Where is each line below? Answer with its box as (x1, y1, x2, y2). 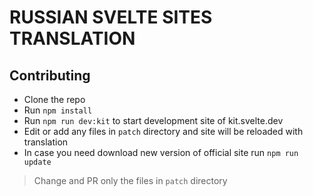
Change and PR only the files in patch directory (33, 175, 228, 186)
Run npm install (23, 104, 93, 116)
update (23, 157, 52, 167)
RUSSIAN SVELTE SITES (9, 6, 213, 29)
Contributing (9, 67, 91, 84)
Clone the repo (23, 94, 86, 105)
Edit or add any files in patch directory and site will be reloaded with (23, 126, 304, 137)
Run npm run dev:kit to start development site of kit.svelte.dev (23, 115, 284, 126)
